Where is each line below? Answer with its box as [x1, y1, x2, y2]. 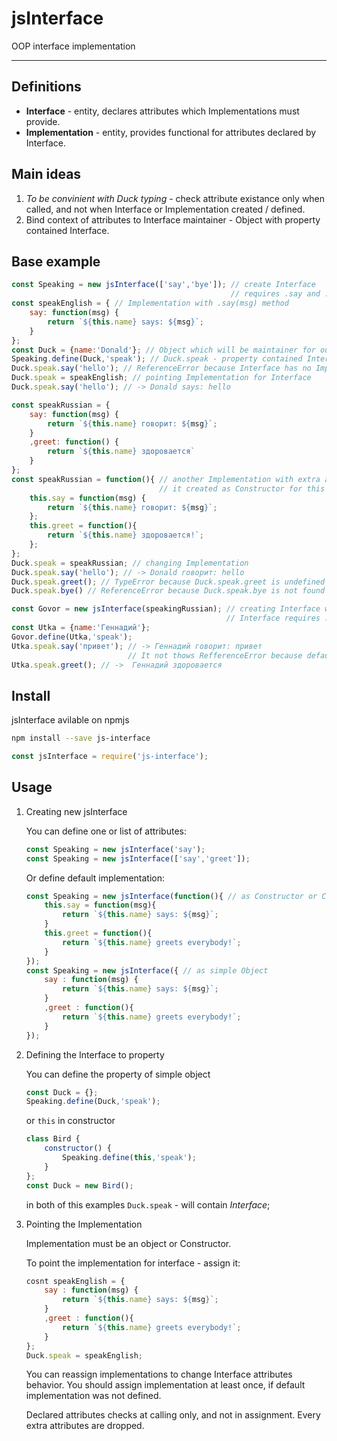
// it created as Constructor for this [159, 483, 326, 494]
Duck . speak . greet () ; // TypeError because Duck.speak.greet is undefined [11, 577, 326, 587]
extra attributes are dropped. [25, 1420, 145, 1432]
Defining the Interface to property [25, 1048, 165, 1061]
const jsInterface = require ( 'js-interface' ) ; [11, 752, 209, 762]
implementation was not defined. [25, 1390, 162, 1402]
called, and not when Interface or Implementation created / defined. [25, 203, 306, 215]
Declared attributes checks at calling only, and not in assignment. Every [25, 1409, 321, 1421]
